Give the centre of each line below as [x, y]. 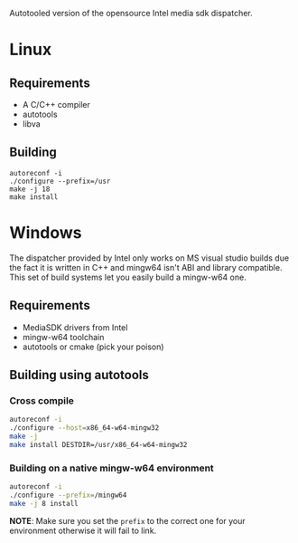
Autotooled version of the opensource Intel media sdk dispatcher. [131, 13]
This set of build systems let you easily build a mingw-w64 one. [128, 277]
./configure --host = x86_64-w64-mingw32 [84, 428]
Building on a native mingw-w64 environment [112, 468]
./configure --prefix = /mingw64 [68, 495]
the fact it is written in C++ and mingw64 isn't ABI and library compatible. [146, 267]
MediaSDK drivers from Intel [75, 327]
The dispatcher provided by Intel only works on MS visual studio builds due [149, 258]
